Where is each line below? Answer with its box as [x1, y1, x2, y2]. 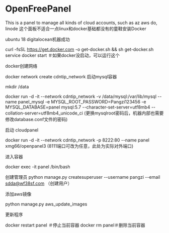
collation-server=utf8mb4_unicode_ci [5, 110, 83, 116]
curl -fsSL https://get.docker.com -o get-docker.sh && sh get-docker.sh [5, 46, 154, 52]
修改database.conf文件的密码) [5, 116, 68, 122]
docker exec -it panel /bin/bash [5, 164, 70, 170]
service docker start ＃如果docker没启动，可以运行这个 [5, 52, 120, 58]
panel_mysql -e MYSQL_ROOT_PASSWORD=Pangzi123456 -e [18, 98, 146, 104]
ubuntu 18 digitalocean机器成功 [5, 36, 70, 42]
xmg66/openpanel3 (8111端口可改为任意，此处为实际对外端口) [5, 143, 134, 149]
